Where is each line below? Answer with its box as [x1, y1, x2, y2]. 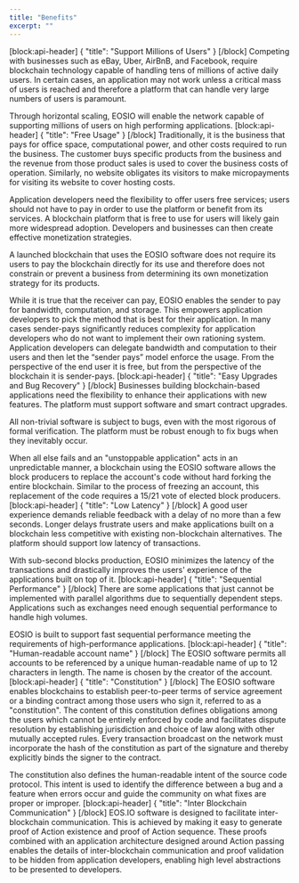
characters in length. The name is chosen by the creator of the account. [9, 666, 273, 677]
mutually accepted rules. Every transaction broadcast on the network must [9, 732, 283, 744]
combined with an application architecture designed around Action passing [9, 835, 285, 846]
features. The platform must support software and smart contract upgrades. [9, 398, 287, 410]
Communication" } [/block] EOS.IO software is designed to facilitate [9, 807, 257, 818]
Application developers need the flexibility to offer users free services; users [9, 193, 290, 205]
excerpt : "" [9, 21, 53, 30]
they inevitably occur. [9, 435, 88, 446]
